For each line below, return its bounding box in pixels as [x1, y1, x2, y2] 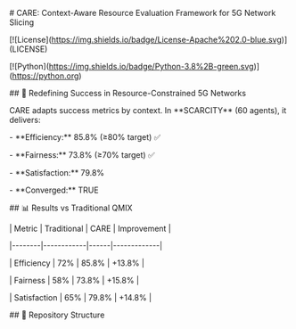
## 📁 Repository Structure [9, 309, 105, 320]
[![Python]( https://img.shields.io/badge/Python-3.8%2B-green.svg [9, 62, 254, 71]
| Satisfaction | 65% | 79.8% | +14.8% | [9, 292, 152, 302]
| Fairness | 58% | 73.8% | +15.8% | [9, 276, 140, 285]
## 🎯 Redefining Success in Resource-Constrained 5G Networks [9, 88, 247, 98]
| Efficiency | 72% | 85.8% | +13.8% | [9, 258, 145, 268]
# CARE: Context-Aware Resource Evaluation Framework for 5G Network [9, 8, 276, 18]
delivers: [9, 115, 41, 125]
